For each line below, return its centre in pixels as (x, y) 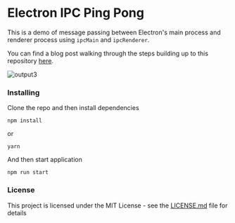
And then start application (45, 160)
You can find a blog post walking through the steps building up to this (108, 53)
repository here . (31, 60)
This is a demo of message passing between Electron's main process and (114, 32)
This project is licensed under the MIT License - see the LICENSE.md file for (118, 205)
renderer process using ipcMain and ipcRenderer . (78, 39)
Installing (24, 93)
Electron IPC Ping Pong (76, 13)
